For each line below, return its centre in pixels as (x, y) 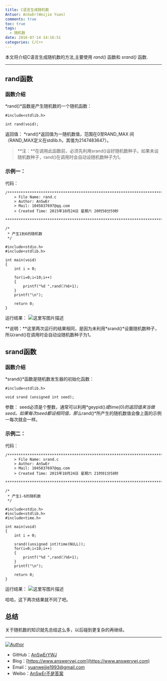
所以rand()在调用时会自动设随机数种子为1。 (49, 335)
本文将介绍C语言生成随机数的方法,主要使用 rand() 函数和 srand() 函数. (77, 57)
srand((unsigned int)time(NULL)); (50, 544)
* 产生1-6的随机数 (24, 496)
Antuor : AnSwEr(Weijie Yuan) (35, 14)
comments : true (21, 19)
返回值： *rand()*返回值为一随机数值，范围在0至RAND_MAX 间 (70, 134)
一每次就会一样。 (23, 420)
